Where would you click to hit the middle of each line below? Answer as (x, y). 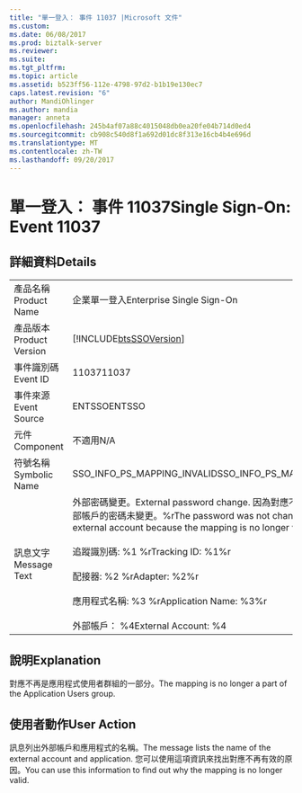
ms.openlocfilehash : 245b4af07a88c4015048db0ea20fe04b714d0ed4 (130, 127)
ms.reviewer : (34, 51)
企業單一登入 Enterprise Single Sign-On (155, 299)
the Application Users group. (62, 694)
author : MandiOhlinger (52, 101)
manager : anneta (40, 118)
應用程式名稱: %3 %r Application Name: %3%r (170, 601)
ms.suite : (28, 59)
